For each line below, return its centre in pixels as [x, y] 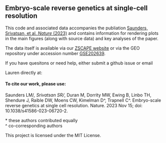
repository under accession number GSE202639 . [55, 53]
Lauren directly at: [24, 72]
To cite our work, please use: [36, 84]
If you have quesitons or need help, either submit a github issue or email [79, 63]
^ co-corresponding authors [34, 126]
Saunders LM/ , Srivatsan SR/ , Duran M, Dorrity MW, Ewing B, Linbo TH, [78, 95]
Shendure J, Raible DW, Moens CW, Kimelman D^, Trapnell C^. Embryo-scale [83, 100]
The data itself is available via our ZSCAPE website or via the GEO [73, 48]
